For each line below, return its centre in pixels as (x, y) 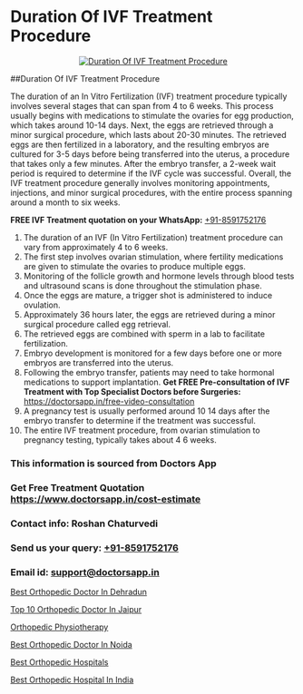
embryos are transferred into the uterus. (98, 362)
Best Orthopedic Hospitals (59, 662)
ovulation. (42, 305)
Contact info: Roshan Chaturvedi (84, 523)
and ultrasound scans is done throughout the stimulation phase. (142, 285)
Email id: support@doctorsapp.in (85, 572)
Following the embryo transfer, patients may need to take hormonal (149, 372)
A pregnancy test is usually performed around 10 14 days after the (147, 411)
